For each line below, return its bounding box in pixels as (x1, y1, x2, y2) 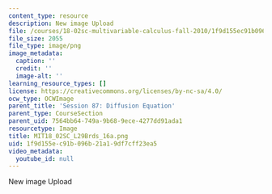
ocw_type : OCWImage (8, 95, 74, 103)
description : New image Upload (8, 19, 114, 27)
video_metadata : (8, 147, 63, 155)
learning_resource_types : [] (8, 79, 107, 87)
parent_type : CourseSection (8, 110, 104, 118)
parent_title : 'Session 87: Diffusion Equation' (8, 102, 176, 110)
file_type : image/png (8, 42, 82, 50)
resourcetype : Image (8, 124, 79, 133)
